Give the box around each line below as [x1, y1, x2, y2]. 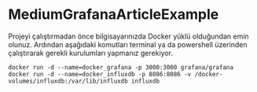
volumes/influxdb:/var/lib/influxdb [8, 77, 128, 85]
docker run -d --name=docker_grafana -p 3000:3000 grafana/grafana [8, 63, 234, 72]
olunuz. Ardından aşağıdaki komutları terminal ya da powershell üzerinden [8, 39, 248, 49]
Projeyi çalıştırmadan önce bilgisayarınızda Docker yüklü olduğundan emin [8, 31, 249, 41]
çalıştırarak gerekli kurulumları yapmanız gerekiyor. [8, 48, 173, 57]
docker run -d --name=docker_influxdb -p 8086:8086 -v [8, 70, 192, 78]
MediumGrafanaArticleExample [8, 6, 219, 24]
